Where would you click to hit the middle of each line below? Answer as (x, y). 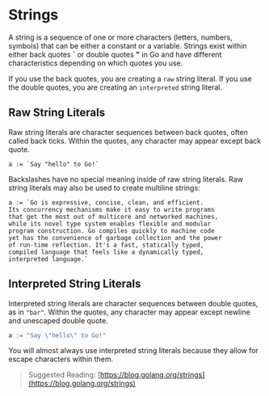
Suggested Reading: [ (64, 375)
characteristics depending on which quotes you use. (96, 63)
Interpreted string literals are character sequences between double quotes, (133, 303)
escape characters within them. (61, 359)
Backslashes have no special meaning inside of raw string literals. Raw (126, 179)
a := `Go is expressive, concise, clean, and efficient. (106, 202)
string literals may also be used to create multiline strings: (104, 187)
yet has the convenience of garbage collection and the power (115, 238)
